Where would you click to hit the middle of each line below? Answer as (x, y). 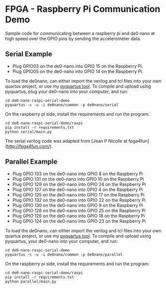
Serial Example (29, 54)
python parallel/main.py (31, 281)
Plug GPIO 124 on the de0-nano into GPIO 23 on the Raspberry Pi (79, 221)
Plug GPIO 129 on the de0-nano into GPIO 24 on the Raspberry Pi (79, 184)
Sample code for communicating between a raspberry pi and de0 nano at (80, 33)
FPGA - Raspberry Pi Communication (83, 9)
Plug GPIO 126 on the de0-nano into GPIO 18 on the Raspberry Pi (79, 216)
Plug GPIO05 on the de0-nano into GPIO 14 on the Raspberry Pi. (78, 71)
